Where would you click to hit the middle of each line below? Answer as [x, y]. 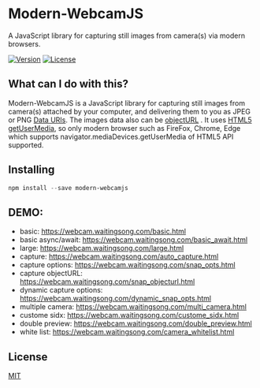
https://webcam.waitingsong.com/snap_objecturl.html [107, 282]
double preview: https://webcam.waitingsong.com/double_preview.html [136, 323]
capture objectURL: [51, 274]
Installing [32, 170]
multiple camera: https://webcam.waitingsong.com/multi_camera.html [133, 307]
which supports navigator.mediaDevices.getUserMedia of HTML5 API [121, 136]
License [28, 357]
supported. [26, 145]
